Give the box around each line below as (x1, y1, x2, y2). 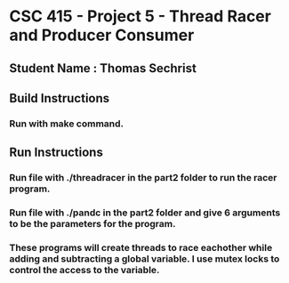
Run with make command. (9, 117, 124, 130)
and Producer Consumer (9, 25, 195, 45)
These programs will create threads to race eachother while (9, 242, 273, 255)
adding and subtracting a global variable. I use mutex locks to (9, 253, 280, 265)
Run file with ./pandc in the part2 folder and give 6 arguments (9, 206, 281, 219)
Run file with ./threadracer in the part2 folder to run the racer (9, 172, 277, 184)
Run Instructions (9, 145, 104, 160)
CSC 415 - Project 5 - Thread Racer (9, 6, 271, 27)
